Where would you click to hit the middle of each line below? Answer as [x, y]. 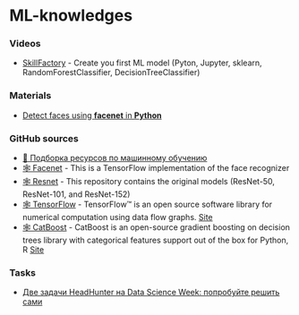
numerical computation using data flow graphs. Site [117, 217]
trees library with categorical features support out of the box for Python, [155, 240]
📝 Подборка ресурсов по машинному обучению [115, 158]
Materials [30, 96]
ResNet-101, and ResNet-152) [76, 194]
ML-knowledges [71, 16]
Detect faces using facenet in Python [92, 115]
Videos [25, 44]
